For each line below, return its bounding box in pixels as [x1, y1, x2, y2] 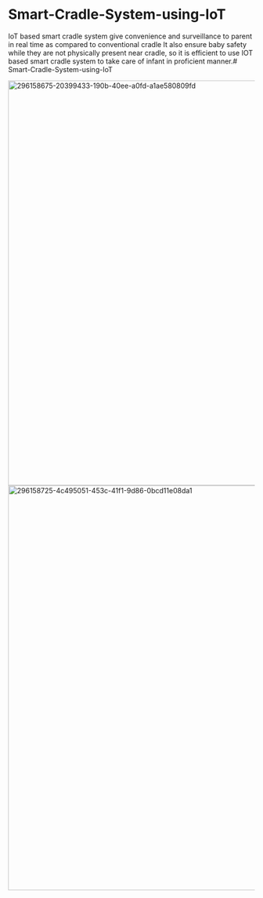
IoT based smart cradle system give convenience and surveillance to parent [8, 31, 253, 41]
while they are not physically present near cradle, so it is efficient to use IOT [8, 48, 253, 57]
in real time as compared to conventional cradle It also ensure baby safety [8, 39, 247, 49]
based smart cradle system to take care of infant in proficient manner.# [8, 56, 238, 66]
